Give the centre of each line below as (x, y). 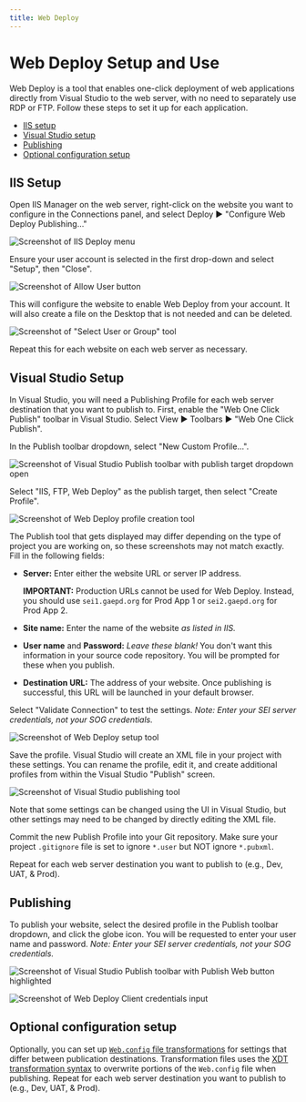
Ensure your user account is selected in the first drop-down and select (142, 260)
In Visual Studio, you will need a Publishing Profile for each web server (142, 400)
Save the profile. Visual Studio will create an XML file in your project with (146, 755)
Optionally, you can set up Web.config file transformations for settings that (148, 1049)
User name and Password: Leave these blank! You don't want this (148, 646)
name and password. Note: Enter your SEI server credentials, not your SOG (150, 944)
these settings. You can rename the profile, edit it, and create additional (143, 765)
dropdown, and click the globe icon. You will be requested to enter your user (153, 934)
